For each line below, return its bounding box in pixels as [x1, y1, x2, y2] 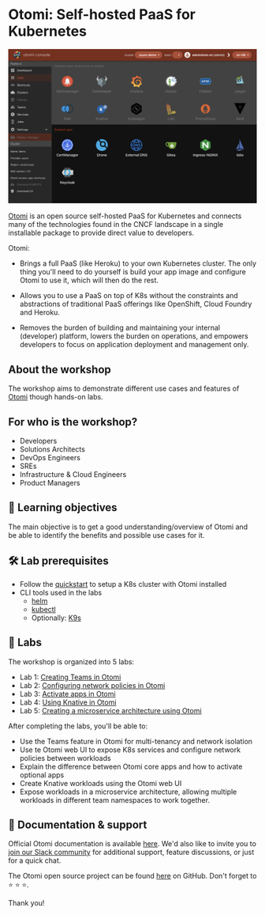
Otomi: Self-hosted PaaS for [8, 6, 196, 24]
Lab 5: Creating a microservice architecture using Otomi [19, 705, 203, 715]
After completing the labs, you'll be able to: [8, 721, 148, 731]
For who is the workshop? [8, 415, 138, 429]
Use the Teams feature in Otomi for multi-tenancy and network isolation [19, 736, 253, 746]
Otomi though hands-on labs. [8, 392, 104, 402]
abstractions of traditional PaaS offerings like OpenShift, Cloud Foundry [19, 299, 252, 309]
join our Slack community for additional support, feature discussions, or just [8, 848, 255, 857]
